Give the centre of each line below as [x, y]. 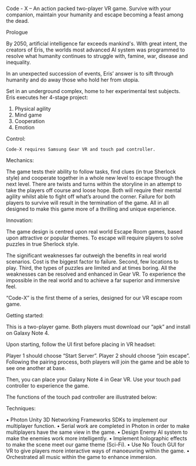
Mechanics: [20, 160]
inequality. [18, 62]
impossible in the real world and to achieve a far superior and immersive [93, 280]
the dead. [18, 21]
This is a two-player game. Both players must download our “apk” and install [98, 327]
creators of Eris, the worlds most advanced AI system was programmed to [96, 50]
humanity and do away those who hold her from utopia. [73, 80]
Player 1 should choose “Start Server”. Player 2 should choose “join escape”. [98, 356]
